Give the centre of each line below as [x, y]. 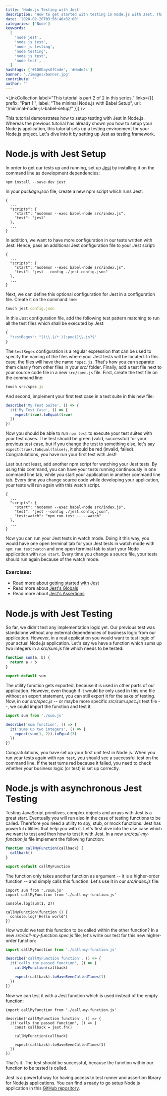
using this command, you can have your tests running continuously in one [81, 470]
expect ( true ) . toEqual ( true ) [43, 415]
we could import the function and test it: [51, 706]
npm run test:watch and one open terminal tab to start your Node [72, 549]
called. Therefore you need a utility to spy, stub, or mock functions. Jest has [83, 823]
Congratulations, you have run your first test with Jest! [61, 455]
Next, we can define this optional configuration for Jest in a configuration [80, 294]
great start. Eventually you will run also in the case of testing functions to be [83, 818]
